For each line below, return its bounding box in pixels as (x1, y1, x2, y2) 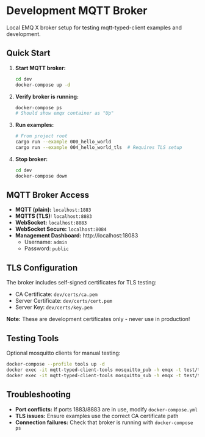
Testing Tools (6, 333, 59, 344)
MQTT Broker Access (6, 190, 90, 200)
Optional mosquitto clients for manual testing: (6, 349, 121, 357)
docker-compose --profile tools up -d (6, 361, 105, 367)
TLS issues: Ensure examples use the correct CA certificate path (15, 412, 179, 419)
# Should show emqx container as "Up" (15, 110, 114, 117)
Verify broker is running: (15, 93, 79, 100)
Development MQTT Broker (6, 4, 148, 18)
